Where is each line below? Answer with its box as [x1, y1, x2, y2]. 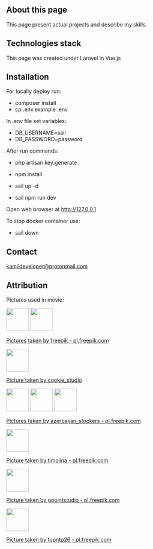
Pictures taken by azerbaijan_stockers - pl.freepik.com [6, 417, 141, 425]
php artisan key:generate [14, 159, 77, 167]
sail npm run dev [14, 194, 56, 202]
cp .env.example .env [14, 106, 68, 113]
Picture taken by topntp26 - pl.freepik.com [6, 536, 112, 544]
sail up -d [14, 182, 39, 189]
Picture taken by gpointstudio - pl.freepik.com [6, 497, 120, 504]
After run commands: [6, 147, 59, 154]
